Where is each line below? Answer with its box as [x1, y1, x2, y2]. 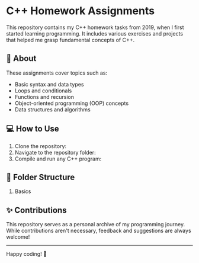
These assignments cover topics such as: [6, 69, 108, 76]
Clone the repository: [14, 142, 67, 149]
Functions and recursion [14, 93, 74, 100]
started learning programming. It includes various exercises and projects [6, 30, 184, 37]
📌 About [6, 53, 37, 63]
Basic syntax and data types [14, 81, 84, 88]
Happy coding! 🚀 [6, 251, 47, 258]
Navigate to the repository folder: [14, 149, 96, 156]
